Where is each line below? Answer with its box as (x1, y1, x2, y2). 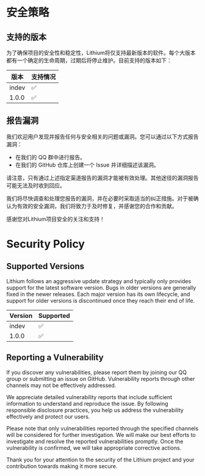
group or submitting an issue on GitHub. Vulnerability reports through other (6, 375, 195, 382)
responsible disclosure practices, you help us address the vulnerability (6, 406, 184, 414)
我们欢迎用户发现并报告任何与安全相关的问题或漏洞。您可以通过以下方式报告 (6, 132, 199, 140)
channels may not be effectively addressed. (6, 381, 117, 389)
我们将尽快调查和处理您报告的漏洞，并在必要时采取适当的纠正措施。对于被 (6, 195, 193, 202)
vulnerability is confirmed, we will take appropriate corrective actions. (6, 444, 182, 452)
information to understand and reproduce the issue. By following (6, 400, 169, 407)
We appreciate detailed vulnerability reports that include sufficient (6, 393, 173, 400)
